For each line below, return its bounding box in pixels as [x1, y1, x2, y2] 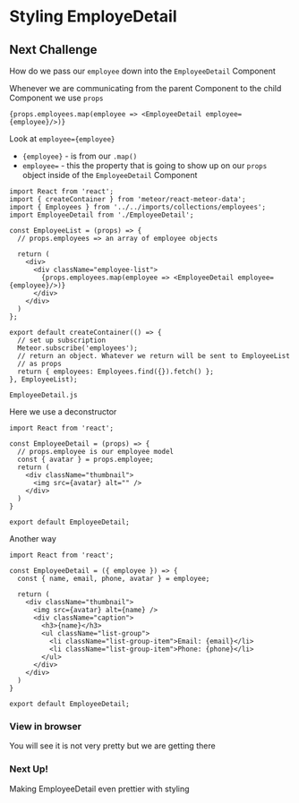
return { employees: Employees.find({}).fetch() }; [17, 367, 215, 376]
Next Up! [9, 763, 49, 775]
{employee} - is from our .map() [21, 150, 138, 161]
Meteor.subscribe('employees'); [17, 344, 139, 353]
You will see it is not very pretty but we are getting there [9, 740, 217, 751]
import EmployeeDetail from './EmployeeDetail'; [9, 210, 194, 219]
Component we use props [9, 92, 104, 103]
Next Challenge [9, 42, 98, 57]
